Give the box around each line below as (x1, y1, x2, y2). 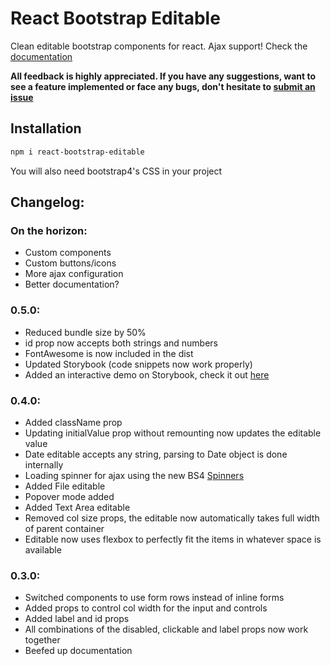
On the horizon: (10, 223, 88, 237)
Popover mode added (24, 490, 115, 502)
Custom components (24, 247, 112, 259)
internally (24, 458, 64, 471)
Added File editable (24, 480, 106, 492)
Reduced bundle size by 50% (24, 326, 147, 338)
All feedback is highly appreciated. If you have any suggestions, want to (10, 70, 317, 82)
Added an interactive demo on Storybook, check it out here (24, 368, 270, 381)
